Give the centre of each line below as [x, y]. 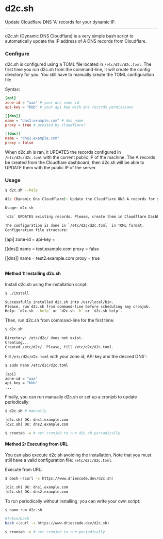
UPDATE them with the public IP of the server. [51, 168]
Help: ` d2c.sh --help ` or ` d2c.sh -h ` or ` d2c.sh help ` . [64, 311]
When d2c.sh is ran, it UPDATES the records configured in [63, 152]
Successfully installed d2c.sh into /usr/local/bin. [59, 302]
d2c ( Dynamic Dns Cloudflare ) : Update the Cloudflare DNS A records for [80, 199]
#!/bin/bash [17, 519]
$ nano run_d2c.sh [24, 510]
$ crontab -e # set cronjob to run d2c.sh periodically [63, 433]
